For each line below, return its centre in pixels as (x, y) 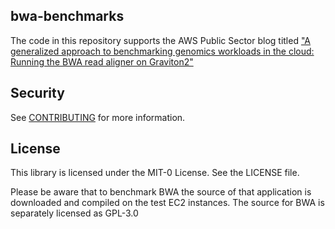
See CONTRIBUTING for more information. (98, 117)
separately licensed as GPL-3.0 (74, 213)
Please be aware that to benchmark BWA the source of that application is (161, 192)
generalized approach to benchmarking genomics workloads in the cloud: (162, 51)
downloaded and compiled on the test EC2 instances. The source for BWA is (167, 203)
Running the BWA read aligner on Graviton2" (102, 61)
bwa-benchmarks (67, 16)
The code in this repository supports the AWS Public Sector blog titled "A (161, 40)
